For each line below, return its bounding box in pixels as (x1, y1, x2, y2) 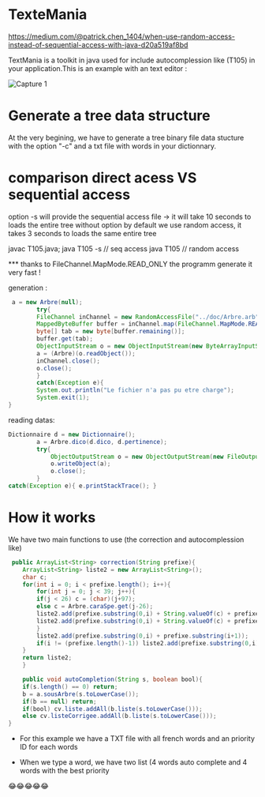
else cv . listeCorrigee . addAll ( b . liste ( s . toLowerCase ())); (22, 712, 217, 720)
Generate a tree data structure (8, 107, 211, 125)
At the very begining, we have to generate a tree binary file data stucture (8, 133, 244, 142)
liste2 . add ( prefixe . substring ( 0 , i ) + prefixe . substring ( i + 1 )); (36, 632, 249, 640)
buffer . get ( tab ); (36, 335, 93, 343)
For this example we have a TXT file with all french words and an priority (19, 734, 255, 743)
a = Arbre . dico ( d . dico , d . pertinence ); (36, 438, 168, 445)
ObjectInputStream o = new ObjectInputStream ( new (36, 342, 203, 351)
